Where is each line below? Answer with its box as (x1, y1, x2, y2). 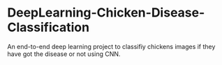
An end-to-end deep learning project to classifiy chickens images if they (7, 42, 216, 50)
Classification (7, 19, 89, 35)
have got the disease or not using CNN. (7, 50, 121, 58)
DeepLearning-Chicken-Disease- (7, 5, 205, 21)
